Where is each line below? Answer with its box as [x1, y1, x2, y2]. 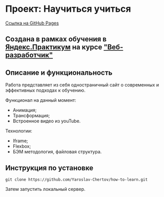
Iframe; [12, 138, 28, 144]
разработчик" [5, 51, 53, 59]
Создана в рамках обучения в [5, 35, 107, 43]
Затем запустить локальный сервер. [5, 186, 86, 192]
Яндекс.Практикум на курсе [5, 43, 102, 52]
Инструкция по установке [5, 163, 94, 172]
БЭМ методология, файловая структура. [12, 149, 102, 155]
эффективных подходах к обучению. [5, 87, 86, 94]
